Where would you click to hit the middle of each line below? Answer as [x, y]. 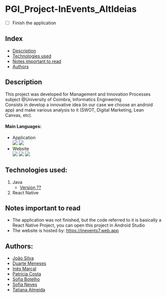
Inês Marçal [24, 269]
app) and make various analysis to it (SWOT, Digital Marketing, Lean [75, 110]
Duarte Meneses [29, 263]
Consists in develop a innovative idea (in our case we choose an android [79, 105]
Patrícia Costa [27, 274]
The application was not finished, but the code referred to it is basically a [87, 220]
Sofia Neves [25, 285]
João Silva [23, 258]
